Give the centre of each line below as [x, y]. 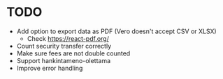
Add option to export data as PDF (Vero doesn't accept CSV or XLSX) [117, 31]
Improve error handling [50, 68]
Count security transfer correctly [64, 46]
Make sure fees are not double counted [73, 53]
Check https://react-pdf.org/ [68, 38]
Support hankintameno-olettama [64, 60]
